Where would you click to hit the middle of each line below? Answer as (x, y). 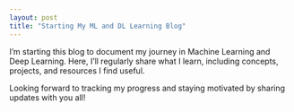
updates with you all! (48, 97)
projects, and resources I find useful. (77, 70)
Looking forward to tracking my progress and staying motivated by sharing (147, 88)
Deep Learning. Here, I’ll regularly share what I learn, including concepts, (144, 61)
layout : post (34, 17)
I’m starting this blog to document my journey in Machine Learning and (140, 51)
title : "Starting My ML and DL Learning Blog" (98, 26)
